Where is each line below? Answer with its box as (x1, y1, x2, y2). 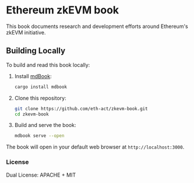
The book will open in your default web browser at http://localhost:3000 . (6, 143, 185, 150)
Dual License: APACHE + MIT (6, 171, 76, 178)
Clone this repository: (14, 94, 66, 101)
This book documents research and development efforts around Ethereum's (6, 23, 188, 30)
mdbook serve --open (14, 133, 65, 139)
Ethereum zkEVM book (6, 3, 119, 17)
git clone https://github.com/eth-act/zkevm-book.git (14, 105, 148, 111)
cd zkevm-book (14, 111, 49, 117)
